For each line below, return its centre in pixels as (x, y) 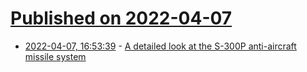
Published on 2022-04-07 (121, 18)
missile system (55, 56)
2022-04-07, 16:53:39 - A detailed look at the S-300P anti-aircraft (160, 46)
